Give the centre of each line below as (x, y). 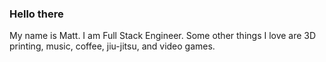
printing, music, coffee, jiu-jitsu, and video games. (112, 46)
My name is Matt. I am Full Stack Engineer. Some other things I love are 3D (163, 36)
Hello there (36, 14)
